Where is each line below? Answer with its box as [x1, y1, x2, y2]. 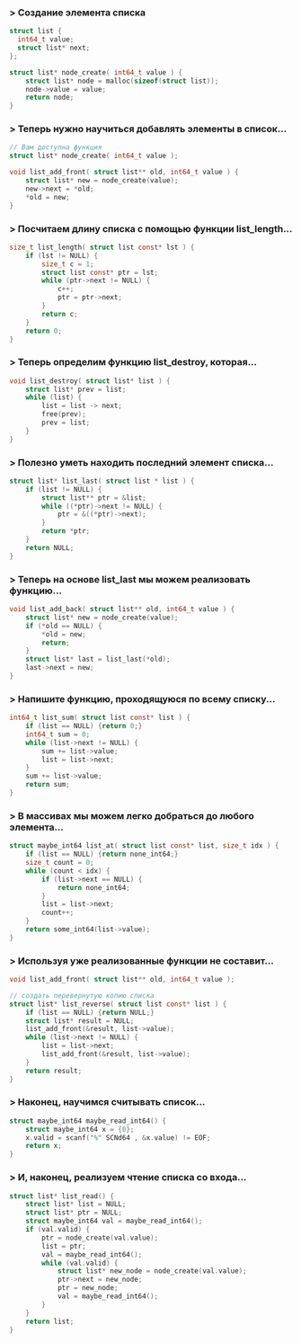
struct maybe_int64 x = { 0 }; [25, 1125, 135, 1134]
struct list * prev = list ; [25, 385, 127, 394]
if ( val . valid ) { [25, 1225, 91, 1234]
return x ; [25, 1142, 63, 1151]
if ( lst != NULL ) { [25, 251, 99, 260]
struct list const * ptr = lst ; [41, 268, 159, 277]
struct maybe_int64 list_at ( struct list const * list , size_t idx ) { [9, 841, 279, 850]
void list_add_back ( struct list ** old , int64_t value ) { [9, 605, 235, 614]
